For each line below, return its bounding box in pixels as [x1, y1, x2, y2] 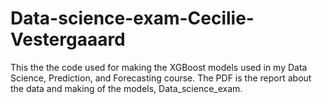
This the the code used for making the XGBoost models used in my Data [10, 61, 308, 73]
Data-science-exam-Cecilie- [10, 7, 255, 30]
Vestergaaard [10, 28, 126, 51]
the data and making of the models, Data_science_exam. [10, 82, 243, 94]
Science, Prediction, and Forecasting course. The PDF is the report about [10, 72, 312, 84]
